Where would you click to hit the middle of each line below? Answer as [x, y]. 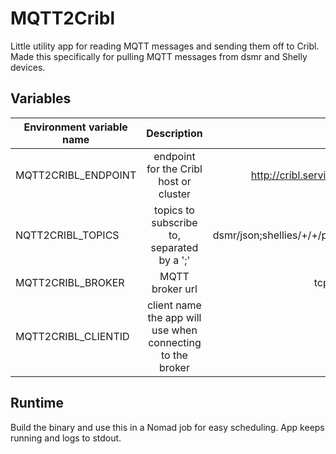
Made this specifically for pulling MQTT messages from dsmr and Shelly [159, 56]
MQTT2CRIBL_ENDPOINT [76, 175]
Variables [41, 98]
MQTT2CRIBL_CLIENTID [72, 336]
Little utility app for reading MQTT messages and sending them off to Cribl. [165, 46]
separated [174, 247]
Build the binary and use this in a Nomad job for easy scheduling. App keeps [167, 427]
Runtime [37, 403]
